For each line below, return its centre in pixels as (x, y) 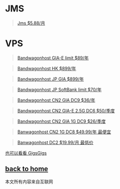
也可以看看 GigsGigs (26, 153)
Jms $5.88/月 (31, 23)
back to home (27, 169)
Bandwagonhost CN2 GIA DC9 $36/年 (56, 100)
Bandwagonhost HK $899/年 (47, 68)
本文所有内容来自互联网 (29, 182)
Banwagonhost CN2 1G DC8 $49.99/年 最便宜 (64, 132)
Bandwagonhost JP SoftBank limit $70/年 (59, 90)
